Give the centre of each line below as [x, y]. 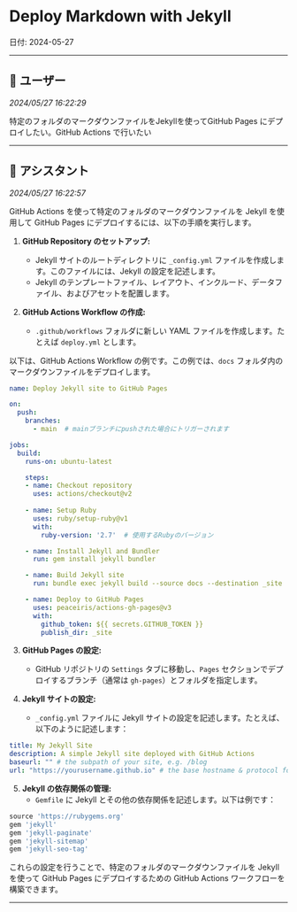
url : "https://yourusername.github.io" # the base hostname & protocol [144, 771]
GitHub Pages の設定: [61, 650]
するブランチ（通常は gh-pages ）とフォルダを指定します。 [156, 680]
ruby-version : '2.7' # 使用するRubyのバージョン [127, 535]
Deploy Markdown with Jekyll [120, 16]
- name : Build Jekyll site [75, 576]
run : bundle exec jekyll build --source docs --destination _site [157, 584]
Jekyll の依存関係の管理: [67, 788]
